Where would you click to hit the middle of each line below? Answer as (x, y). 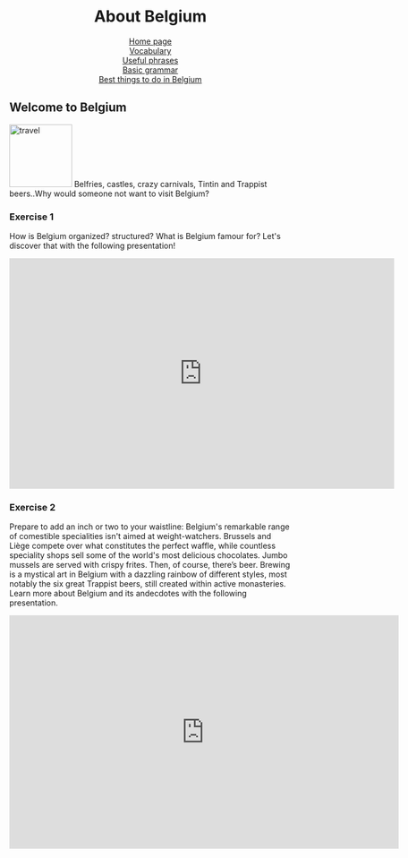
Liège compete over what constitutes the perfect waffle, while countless (142, 546)
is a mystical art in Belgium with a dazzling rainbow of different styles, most (149, 574)
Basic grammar (150, 70)
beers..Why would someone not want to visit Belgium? (110, 193)
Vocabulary (150, 50)
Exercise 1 (32, 217)
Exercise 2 (33, 507)
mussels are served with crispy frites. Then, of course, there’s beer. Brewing (150, 565)
